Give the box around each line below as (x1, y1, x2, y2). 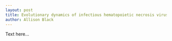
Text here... (5, 31, 29, 37)
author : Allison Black (5, 17, 54, 22)
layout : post (5, 7, 33, 13)
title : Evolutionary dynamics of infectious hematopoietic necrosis (5, 12, 155, 17)
